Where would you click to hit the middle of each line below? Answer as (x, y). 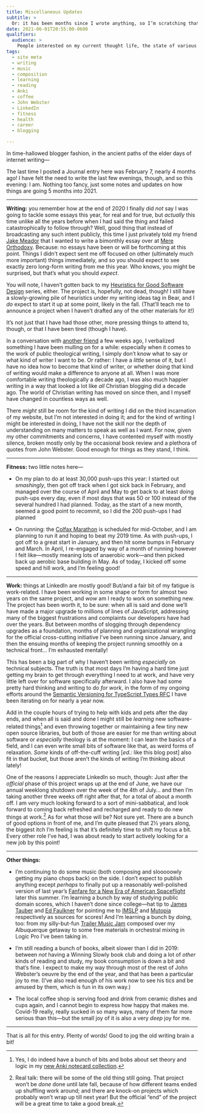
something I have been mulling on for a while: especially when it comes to (99, 347)
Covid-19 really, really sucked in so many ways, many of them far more (104, 1012)
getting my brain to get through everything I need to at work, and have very (100, 675)
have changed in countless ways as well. (57, 399)
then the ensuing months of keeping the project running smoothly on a (94, 643)
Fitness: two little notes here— (45, 467)
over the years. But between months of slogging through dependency (93, 624)
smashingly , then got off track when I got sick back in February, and (100, 485)
